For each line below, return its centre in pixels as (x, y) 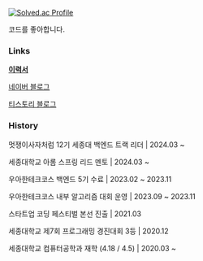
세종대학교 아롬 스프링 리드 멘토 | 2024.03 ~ (79, 162)
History (24, 126)
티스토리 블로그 (32, 104)
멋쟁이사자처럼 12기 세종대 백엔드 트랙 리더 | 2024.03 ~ (97, 144)
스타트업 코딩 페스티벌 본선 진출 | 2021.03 (75, 213)
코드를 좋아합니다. (37, 29)
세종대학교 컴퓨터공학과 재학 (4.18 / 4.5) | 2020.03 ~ (93, 248)
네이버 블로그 (29, 87)
